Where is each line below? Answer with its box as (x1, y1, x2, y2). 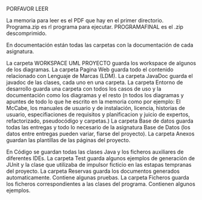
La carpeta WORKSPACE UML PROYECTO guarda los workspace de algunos (6, 60, 197, 66)
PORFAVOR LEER (6, 5, 48, 12)
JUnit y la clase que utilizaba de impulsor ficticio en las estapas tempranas (6, 161, 192, 168)
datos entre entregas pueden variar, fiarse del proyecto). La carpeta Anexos (6, 130, 195, 137)
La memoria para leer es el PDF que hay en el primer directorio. (6, 17, 164, 24)
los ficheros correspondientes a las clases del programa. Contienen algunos (6, 181, 196, 187)
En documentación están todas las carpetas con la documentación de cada (6, 42, 194, 48)
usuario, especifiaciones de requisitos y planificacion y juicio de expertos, (6, 111, 190, 118)
